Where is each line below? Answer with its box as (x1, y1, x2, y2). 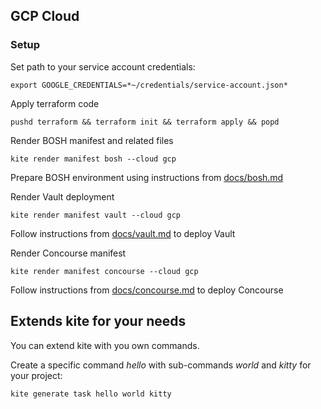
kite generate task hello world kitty (10, 389, 172, 399)
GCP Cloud (10, 8, 80, 25)
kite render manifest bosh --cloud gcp (10, 154, 177, 164)
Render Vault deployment (10, 190, 115, 203)
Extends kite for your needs (10, 313, 187, 330)
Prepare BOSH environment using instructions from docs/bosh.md (10, 171, 284, 183)
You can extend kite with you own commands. (10, 339, 200, 351)
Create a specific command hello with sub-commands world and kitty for (10, 359, 312, 371)
